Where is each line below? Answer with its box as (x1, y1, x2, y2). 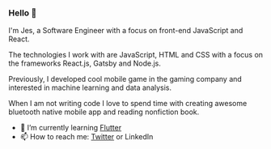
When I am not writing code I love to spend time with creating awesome (8, 99, 248, 109)
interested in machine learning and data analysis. (8, 83, 172, 92)
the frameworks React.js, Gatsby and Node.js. (8, 58, 162, 68)
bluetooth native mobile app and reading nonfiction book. (8, 107, 200, 117)
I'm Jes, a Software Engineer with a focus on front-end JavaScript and (8, 26, 243, 36)
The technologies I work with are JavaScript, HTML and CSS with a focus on (8, 50, 264, 60)
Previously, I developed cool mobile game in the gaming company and (8, 74, 243, 84)
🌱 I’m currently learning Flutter (19, 123, 122, 133)
